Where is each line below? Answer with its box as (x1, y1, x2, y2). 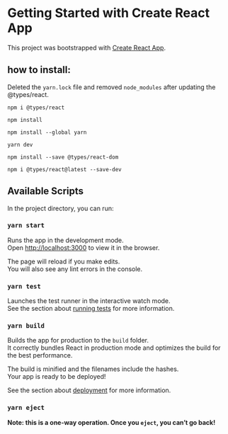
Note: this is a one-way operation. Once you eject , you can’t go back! (7, 418, 216, 426)
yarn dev (7, 141, 33, 148)
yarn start (7, 222, 45, 229)
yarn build (7, 322, 45, 330)
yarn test (7, 282, 41, 290)
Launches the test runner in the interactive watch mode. (7, 297, 171, 305)
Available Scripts (7, 185, 84, 198)
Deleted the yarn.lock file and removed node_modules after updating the (7, 83, 216, 91)
